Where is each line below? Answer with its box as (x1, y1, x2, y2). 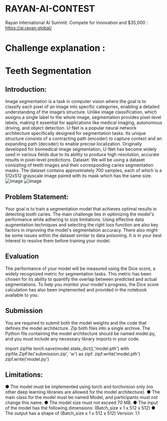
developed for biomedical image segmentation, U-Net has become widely (5, 146, 157, 152)
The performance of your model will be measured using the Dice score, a (5, 265, 156, 271)
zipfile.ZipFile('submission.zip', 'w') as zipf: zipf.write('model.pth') (5, 350, 141, 356)
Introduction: (5, 85, 47, 93)
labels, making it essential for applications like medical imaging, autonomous (5, 119, 163, 125)
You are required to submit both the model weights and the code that (5, 319, 147, 325)
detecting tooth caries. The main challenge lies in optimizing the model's (5, 211, 155, 217)
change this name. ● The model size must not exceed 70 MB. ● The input (5, 399, 158, 405)
